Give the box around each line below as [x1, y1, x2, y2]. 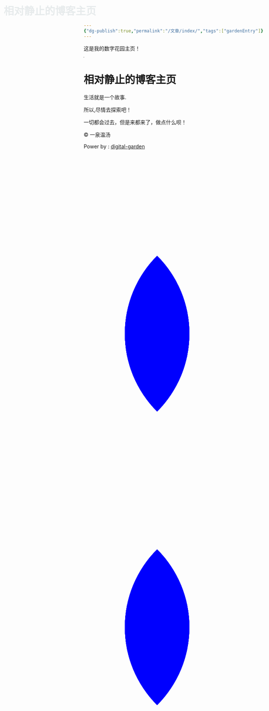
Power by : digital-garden [83, 143, 145, 150]
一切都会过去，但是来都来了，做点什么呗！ [83, 119, 187, 126]
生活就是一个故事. [83, 93, 127, 100]
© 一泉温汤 [83, 131, 111, 138]
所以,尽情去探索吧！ [83, 106, 132, 113]
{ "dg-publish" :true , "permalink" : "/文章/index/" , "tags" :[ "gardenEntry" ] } [83, 28, 264, 34]
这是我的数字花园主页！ [83, 45, 140, 52]
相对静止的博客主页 [83, 73, 177, 86]
